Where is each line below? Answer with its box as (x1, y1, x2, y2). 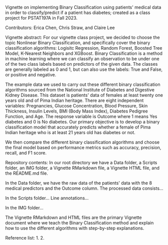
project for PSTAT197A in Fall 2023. (5, 15, 78, 21)
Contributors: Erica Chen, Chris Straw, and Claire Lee (5, 25, 115, 31)
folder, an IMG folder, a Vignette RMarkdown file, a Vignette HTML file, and (5, 165, 159, 171)
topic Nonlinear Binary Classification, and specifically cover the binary (5, 40, 150, 46)
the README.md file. (5, 170, 49, 176)
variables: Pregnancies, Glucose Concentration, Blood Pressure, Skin (5, 103, 148, 108)
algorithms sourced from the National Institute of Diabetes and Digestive (5, 87, 154, 92)
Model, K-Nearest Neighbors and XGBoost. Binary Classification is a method (5, 50, 163, 56)
